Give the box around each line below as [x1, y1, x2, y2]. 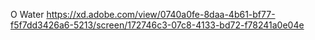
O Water [10, 9, 45, 20]
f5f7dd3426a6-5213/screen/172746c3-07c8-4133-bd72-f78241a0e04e [10, 19, 305, 31]
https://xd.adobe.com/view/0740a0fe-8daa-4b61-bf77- [46, 9, 276, 20]
